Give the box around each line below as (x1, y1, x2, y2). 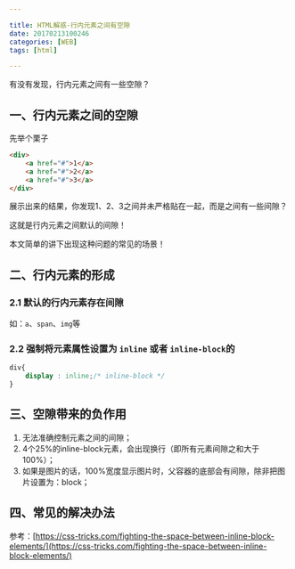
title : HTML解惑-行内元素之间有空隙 (9, 20, 131, 29)
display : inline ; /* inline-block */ (25, 371, 166, 381)
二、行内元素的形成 (9, 267, 115, 282)
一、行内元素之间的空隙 (9, 108, 138, 123)
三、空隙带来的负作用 (9, 407, 127, 422)
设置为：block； (29, 476, 90, 487)
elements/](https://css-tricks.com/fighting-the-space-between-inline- (9, 541, 267, 551)
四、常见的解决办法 (9, 505, 115, 521)
